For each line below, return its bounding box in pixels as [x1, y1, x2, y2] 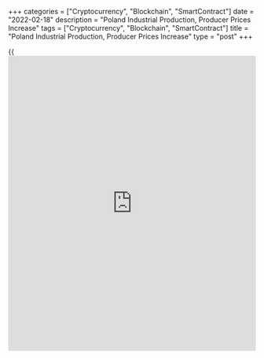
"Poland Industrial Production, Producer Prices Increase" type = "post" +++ [8, 31, 253, 41]
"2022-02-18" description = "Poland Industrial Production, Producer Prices [8, 15, 251, 24]
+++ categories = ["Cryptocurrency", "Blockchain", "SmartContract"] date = [8, 7, 255, 16]
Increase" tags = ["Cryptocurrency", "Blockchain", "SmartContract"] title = [8, 24, 249, 32]
